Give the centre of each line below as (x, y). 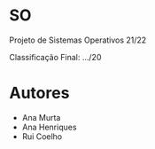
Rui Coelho (42, 136)
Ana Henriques (49, 127)
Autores (39, 93)
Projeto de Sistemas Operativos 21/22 (78, 40)
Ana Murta (41, 117)
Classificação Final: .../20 (55, 57)
